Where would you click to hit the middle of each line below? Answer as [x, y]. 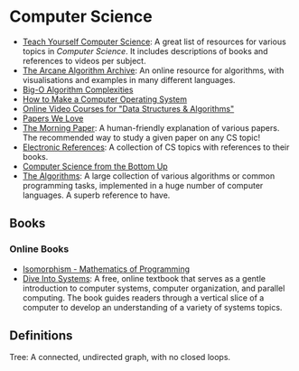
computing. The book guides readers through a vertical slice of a [143, 297]
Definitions [41, 336]
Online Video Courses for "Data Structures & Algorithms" [128, 108]
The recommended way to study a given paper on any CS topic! [141, 137]
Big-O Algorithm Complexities [78, 89]
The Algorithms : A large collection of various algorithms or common [149, 176]
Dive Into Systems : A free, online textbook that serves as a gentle [144, 278]
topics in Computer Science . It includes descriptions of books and [145, 51]
